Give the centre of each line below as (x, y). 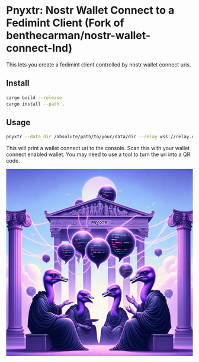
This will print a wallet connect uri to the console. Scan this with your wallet (98, 148)
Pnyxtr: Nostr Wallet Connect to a (90, 10)
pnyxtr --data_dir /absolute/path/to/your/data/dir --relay (82, 137)
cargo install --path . (36, 104)
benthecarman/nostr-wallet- (78, 36)
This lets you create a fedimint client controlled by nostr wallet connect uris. (99, 64)
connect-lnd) (39, 48)
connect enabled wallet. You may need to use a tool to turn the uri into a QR (98, 154)
